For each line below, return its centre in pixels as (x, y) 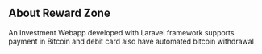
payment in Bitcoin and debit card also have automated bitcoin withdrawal (131, 41)
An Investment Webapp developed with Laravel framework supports (121, 32)
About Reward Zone (59, 13)
